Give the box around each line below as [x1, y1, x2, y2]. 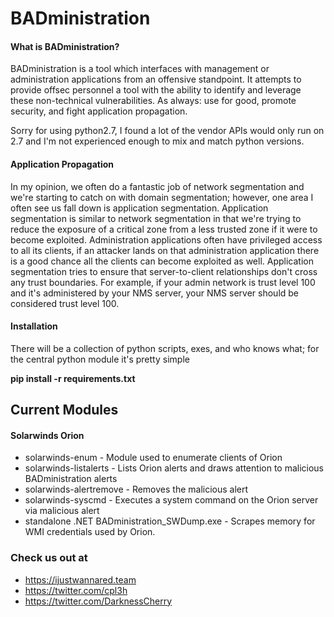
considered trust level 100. [10, 297, 120, 309]
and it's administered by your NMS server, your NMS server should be [10, 287, 300, 299]
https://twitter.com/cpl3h [24, 584, 128, 596]
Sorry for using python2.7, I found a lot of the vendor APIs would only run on [10, 125, 325, 137]
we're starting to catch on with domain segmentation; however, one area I [10, 191, 314, 203]
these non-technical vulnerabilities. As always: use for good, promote [10, 95, 297, 107]
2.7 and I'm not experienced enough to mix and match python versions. [10, 135, 305, 147]
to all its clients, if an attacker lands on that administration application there [10, 244, 320, 256]
